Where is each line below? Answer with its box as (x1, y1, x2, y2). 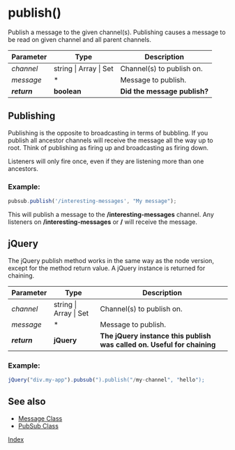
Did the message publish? (120, 86, 209, 96)
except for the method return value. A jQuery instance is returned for (8, 264, 206, 272)
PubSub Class (17, 421, 59, 430)
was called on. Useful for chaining (100, 340, 216, 350)
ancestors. (8, 164, 39, 172)
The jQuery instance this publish (100, 331, 211, 340)
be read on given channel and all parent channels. (8, 35, 152, 43)
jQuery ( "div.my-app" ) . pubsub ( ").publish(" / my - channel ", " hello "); (8, 377, 205, 384)
